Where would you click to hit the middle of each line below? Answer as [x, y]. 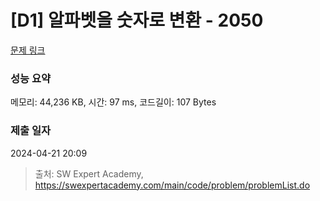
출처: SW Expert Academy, [89, 173]
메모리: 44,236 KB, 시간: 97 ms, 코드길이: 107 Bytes [113, 102]
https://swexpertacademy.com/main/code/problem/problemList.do [172, 185]
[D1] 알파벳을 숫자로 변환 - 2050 [137, 20]
